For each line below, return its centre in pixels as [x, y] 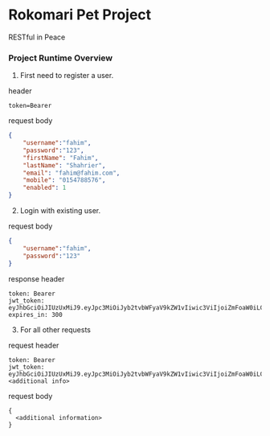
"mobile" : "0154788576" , [64, 180]
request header [34, 345]
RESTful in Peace [37, 37]
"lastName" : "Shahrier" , [64, 165]
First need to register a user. [67, 76]
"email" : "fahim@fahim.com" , [72, 173]
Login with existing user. [60, 211]
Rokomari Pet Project [80, 15]
